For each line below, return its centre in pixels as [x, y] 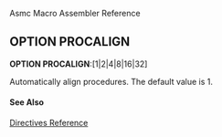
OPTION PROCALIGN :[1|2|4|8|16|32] [79, 64]
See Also [26, 102]
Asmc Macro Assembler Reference [75, 13]
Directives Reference [49, 123]
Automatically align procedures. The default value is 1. [111, 81]
